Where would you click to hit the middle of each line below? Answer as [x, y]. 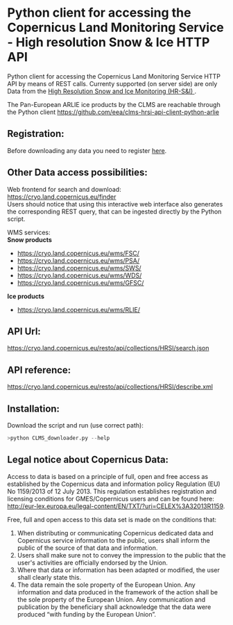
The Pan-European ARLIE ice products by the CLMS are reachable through [114, 104]
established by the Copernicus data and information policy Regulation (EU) [114, 484]
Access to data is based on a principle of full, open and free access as [108, 476]
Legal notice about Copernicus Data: [88, 460]
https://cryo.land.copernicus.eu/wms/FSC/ [78, 253]
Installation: [34, 408]
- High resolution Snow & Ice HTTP [109, 42]
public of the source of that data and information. [87, 548]
